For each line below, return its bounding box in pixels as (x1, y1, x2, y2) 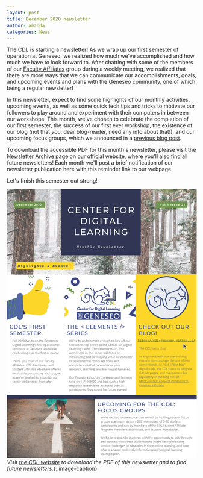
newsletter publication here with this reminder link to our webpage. (7, 166, 173, 173)
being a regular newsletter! (7, 84, 74, 92)
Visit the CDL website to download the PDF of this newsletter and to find (7, 459, 187, 466)
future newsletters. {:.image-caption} (7, 465, 98, 473)
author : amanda (7, 22, 45, 28)
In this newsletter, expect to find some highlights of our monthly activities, (7, 96, 190, 104)
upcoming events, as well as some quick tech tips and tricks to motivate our (7, 102, 195, 110)
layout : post (7, 10, 40, 16)
